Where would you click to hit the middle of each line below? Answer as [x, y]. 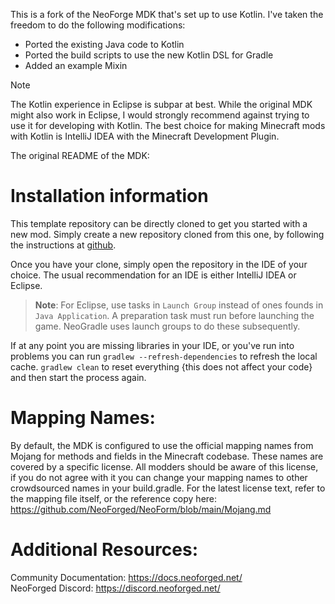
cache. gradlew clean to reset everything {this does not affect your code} [161, 366]
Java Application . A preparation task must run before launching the [174, 315]
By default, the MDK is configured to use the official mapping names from [162, 445]
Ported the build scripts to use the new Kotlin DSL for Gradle [149, 55]
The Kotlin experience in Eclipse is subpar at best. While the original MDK [161, 104]
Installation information [109, 196]
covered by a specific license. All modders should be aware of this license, [164, 466]
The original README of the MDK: [80, 155]
